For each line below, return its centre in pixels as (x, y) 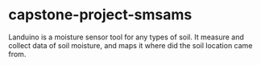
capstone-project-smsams (100, 15)
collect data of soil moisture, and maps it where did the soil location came (130, 45)
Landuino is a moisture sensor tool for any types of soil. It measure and (126, 37)
